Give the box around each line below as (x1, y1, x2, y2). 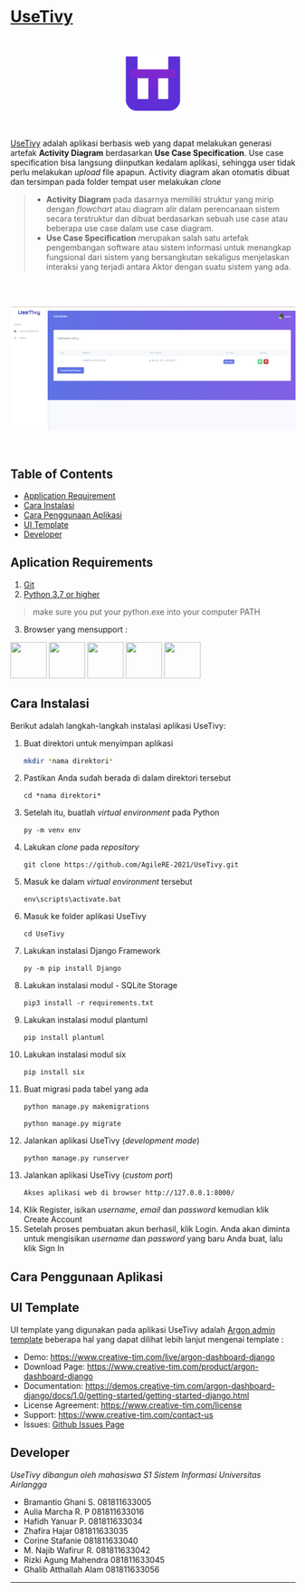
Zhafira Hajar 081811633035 (23, 1525, 129, 1536)
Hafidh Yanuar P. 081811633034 (23, 1516, 143, 1527)
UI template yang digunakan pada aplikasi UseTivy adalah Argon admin (10, 1324, 275, 1335)
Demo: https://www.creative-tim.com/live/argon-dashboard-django (23, 1351, 275, 1362)
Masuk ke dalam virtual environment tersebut (23, 877, 193, 888)
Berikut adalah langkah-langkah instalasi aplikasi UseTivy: (10, 720, 226, 731)
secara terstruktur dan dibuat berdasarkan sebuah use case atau (45, 213, 289, 224)
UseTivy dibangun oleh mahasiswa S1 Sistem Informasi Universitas (10, 1469, 262, 1480)
